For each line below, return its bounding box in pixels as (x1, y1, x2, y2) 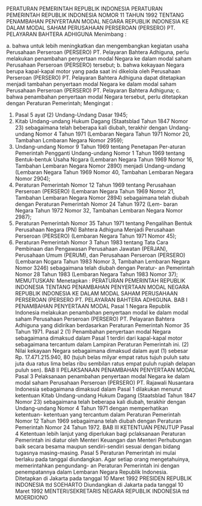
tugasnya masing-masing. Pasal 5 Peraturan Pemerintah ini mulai (14, 450, 176, 456)
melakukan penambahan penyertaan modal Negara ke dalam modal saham (6, 55, 192, 62)
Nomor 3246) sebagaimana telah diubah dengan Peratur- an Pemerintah (14, 264, 195, 271)
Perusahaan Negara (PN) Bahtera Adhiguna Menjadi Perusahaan (14, 226, 175, 233)
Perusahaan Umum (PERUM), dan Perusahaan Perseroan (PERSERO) (14, 251, 186, 259)
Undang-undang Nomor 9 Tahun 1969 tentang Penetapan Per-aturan (14, 143, 186, 150)
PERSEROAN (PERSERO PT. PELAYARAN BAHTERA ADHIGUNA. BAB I (14, 297, 188, 303)
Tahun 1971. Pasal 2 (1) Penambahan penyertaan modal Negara (14, 328, 171, 335)
